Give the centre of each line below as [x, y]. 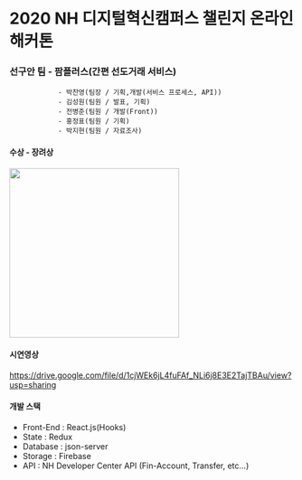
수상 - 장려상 [32, 152]
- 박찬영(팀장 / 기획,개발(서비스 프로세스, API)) [140, 93]
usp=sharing [33, 384]
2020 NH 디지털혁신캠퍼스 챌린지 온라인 [151, 19]
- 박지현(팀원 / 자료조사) [100, 131]
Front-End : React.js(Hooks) [74, 428]
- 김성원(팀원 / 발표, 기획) [104, 102]
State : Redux [47, 437]
